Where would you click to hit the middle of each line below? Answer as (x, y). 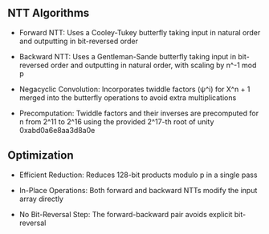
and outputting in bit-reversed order (78, 41)
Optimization (41, 155)
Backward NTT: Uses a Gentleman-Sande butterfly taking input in (128, 56)
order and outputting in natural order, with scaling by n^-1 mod (153, 65)
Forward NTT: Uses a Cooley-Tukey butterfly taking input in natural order (140, 32)
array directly (41, 199)
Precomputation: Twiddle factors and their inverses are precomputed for (139, 113)
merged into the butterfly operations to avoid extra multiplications (128, 97)
